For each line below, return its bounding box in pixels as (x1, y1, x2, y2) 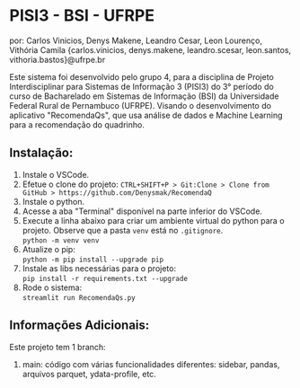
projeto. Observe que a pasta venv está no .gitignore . (22, 225, 224, 235)
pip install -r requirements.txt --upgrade (22, 274, 189, 283)
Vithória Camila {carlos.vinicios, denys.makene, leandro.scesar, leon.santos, (9, 44, 292, 55)
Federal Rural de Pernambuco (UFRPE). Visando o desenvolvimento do (9, 100, 272, 110)
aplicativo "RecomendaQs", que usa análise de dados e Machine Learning (9, 110, 283, 120)
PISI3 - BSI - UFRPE (9, 5, 155, 26)
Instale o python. (22, 196, 85, 207)
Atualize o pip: (22, 243, 76, 254)
